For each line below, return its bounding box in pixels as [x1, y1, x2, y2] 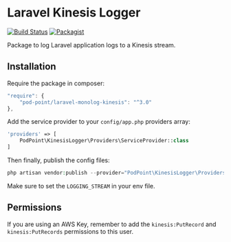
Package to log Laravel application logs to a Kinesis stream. [7, 41, 176, 49]
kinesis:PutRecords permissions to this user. [7, 227, 134, 235]
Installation [7, 60, 56, 73]
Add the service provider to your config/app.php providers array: [7, 118, 190, 126]
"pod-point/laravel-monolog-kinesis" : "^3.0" [19, 98, 153, 106]
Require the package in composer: [7, 79, 105, 87]
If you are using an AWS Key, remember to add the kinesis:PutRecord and [7, 220, 217, 228]
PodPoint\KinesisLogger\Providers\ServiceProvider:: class [19, 137, 189, 144]
